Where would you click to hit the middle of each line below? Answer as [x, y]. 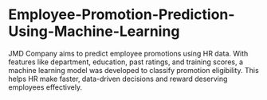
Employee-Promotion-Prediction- [122, 15]
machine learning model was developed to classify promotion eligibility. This [133, 70]
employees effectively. [45, 87]
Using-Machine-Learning [94, 31]
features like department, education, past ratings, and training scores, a [126, 62]
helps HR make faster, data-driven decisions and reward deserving [118, 79]
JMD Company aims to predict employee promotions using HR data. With [128, 53]
